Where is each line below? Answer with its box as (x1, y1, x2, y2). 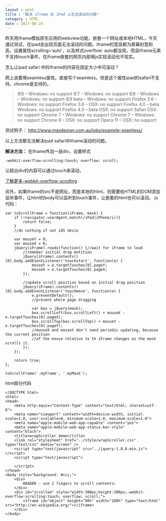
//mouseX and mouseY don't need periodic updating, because (31, 328, 159, 333)
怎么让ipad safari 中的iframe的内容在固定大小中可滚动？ (5, 64, 119, 70)
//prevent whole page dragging (31, 297, 97, 302)
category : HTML (5, 16, 39, 21)
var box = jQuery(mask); (31, 306, 83, 311)
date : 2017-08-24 (5, 21, 43, 26)
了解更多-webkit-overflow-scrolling (5, 178, 78, 184)
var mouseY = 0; (14, 237, 48, 242)
